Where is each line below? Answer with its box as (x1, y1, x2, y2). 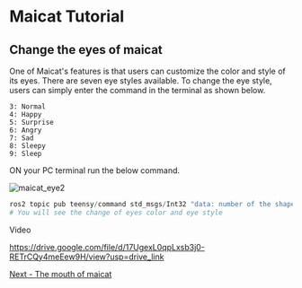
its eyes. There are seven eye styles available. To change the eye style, (9, 75, 272, 86)
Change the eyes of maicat (9, 42, 164, 57)
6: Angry (9, 126, 42, 135)
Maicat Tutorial (9, 6, 124, 27)
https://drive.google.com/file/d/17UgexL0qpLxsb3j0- (9, 241, 205, 252)
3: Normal (9, 102, 47, 111)
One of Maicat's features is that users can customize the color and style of (9, 65, 286, 76)
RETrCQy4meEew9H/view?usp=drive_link (9, 251, 164, 262)
